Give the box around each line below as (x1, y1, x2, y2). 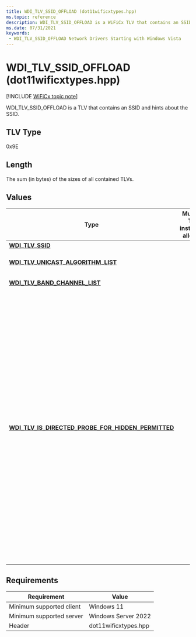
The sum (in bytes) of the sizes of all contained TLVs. (6, 175, 134, 182)
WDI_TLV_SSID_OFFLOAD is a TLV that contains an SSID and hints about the (6, 104, 188, 111)
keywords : (6, 30, 30, 36)
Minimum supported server (9, 612, 83, 621)
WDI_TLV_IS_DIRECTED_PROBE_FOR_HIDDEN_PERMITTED (9, 424, 174, 432)
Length (6, 160, 33, 170)
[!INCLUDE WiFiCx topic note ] (6, 93, 78, 100)
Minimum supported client (9, 602, 81, 611)
